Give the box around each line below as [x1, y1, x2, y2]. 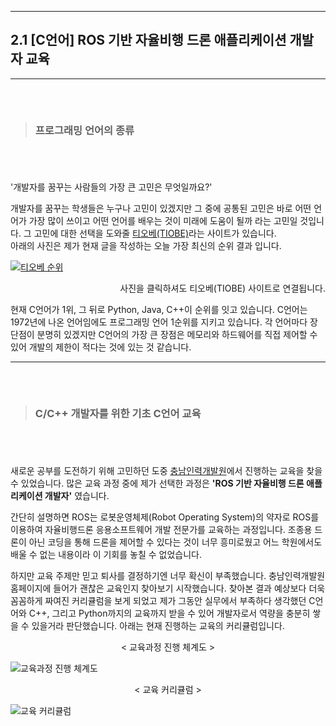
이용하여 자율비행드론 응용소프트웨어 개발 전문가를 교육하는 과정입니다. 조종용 [10, 523, 313, 535]
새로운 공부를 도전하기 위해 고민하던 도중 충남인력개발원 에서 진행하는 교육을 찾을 [10, 464, 323, 476]
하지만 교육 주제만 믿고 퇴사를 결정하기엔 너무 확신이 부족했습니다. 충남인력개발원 [10, 569, 326, 581]
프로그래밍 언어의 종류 [34, 124, 135, 138]
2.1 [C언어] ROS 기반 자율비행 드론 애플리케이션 [10, 32, 287, 49]
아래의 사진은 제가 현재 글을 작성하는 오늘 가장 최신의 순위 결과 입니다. [10, 240, 282, 252]
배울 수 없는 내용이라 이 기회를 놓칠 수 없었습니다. [10, 548, 203, 560]
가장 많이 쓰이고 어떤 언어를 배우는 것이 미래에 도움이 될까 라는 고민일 [28, 215, 298, 227]
